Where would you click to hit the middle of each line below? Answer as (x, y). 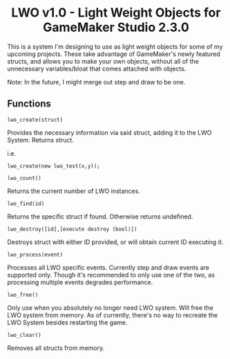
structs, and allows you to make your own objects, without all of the (103, 61)
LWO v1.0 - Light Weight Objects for (116, 13)
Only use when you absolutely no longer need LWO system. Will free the (111, 307)
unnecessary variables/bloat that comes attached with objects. (97, 68)
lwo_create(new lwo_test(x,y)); (54, 166)
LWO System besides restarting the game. (67, 322)
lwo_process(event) (35, 255)
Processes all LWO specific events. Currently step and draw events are (108, 267)
